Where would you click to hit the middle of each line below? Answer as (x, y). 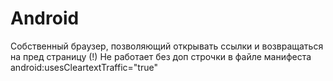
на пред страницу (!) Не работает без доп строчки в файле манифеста (161, 56)
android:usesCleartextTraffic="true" (84, 67)
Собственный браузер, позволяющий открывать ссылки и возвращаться (167, 46)
